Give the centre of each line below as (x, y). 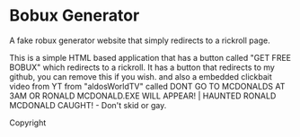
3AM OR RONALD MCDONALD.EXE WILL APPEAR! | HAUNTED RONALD (143, 96)
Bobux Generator (75, 16)
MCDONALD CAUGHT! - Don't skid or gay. (88, 105)
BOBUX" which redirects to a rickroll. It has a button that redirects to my (142, 67)
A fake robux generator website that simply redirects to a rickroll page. (140, 40)
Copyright (28, 123)
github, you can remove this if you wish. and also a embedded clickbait (141, 76)
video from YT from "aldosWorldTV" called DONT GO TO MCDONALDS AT (147, 86)
